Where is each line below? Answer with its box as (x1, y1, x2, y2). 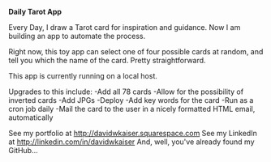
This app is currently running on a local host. (8, 71, 158, 80)
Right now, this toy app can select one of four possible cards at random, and (8, 47, 264, 56)
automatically (8, 113, 54, 122)
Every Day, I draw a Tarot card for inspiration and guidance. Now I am (8, 23, 241, 32)
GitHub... (8, 146, 38, 155)
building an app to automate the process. (8, 32, 146, 40)
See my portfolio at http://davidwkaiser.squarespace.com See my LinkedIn (8, 129, 257, 138)
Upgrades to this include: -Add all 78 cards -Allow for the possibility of (8, 87, 244, 96)
